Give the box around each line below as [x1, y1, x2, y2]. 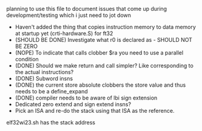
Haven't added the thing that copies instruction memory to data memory [15, 24, 196, 30]
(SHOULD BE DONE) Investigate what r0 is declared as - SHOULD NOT [15, 36, 193, 43]
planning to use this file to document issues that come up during [6, 5, 167, 12]
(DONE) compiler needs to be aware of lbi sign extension [15, 94, 158, 101]
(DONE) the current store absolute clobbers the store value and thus [15, 81, 186, 89]
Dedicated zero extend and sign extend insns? [15, 101, 132, 108]
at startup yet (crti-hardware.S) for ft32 [15, 30, 113, 37]
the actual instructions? [15, 69, 74, 75]
